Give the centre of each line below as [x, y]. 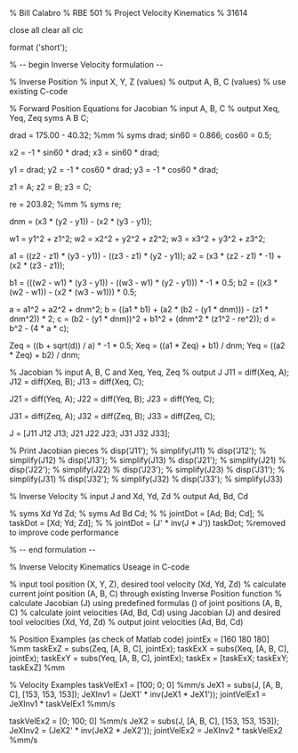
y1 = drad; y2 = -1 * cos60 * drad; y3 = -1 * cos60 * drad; [114, 170]
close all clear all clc [46, 30]
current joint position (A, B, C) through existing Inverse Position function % [146, 594]
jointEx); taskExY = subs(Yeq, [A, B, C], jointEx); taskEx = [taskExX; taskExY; [149, 658]
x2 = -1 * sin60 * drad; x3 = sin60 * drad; [85, 152]
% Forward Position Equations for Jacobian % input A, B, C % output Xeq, [145, 109]
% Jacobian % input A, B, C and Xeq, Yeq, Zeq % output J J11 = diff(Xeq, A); [149, 372]
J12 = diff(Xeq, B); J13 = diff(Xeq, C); [77, 381]
